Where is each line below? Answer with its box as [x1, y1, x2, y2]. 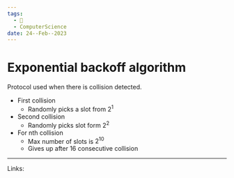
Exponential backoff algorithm [7, 60, 187, 75]
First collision [17, 96, 56, 105]
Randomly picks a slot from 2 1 [27, 104, 114, 113]
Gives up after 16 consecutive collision [27, 144, 139, 153]
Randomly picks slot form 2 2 [27, 119, 110, 129]
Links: [7, 165, 24, 173]
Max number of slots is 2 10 [27, 135, 104, 145]
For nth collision [17, 128, 64, 137]
